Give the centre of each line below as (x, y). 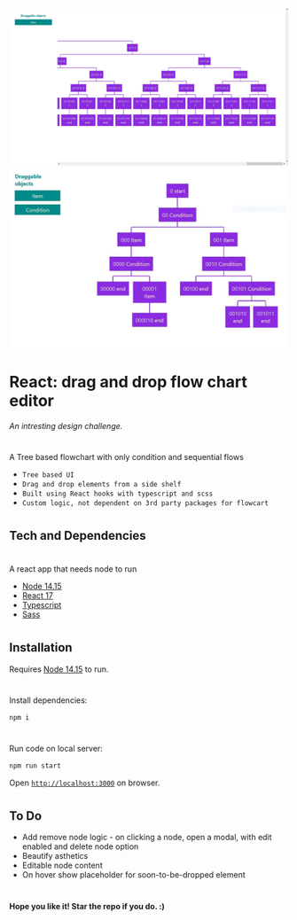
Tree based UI (48, 475)
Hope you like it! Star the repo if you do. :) (87, 906)
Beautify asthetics (55, 856)
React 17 (37, 596)
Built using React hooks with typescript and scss (117, 494)
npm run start (35, 766)
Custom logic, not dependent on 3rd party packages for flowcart (145, 503)
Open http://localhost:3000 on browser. (85, 783)
